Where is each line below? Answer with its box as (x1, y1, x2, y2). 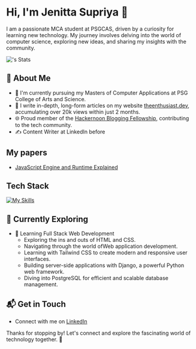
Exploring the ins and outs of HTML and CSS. (23, 236, 136, 244)
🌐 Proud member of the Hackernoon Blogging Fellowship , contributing (14, 114, 189, 122)
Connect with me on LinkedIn (14, 318, 88, 325)
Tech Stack (6, 181, 49, 191)
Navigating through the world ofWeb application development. (23, 242, 178, 250)
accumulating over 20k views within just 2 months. (14, 108, 141, 116)
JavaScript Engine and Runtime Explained (14, 163, 118, 171)
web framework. (23, 268, 65, 275)
